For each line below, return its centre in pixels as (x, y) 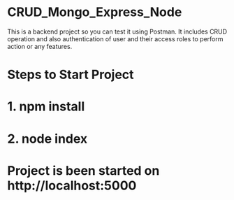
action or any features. (40, 46)
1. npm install (46, 107)
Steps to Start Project (71, 75)
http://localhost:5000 (72, 185)
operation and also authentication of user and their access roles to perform (115, 38)
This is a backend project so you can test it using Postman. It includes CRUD (117, 31)
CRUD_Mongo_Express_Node (95, 12)
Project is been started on (83, 170)
